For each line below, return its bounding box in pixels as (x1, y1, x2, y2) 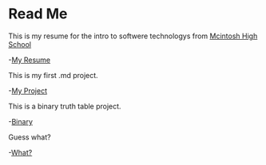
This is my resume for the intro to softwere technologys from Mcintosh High (8, 31, 258, 41)
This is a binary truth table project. (8, 101, 121, 111)
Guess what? (8, 132, 51, 142)
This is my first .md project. (8, 70, 98, 80)
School (8, 39, 32, 49)
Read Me (8, 5, 68, 23)
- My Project (8, 85, 48, 96)
